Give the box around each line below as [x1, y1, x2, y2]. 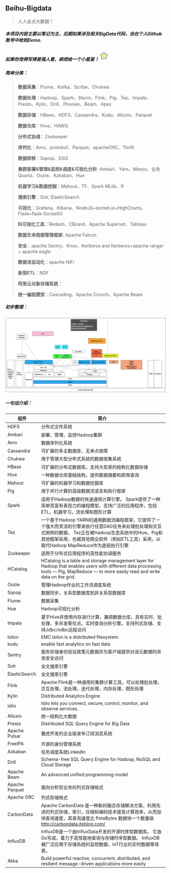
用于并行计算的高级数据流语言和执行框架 [41, 488, 126, 494]
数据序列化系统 [41, 440, 73, 446]
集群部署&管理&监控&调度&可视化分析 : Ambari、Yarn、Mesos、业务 [17, 166, 160, 172]
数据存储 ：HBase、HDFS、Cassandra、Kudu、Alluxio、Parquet [17, 112, 152, 118]
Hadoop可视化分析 [41, 606, 80, 612]
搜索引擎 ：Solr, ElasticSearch [17, 194, 80, 200]
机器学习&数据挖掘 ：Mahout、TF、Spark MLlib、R [17, 183, 124, 189]
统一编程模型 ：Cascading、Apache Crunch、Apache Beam [17, 291, 143, 297]
